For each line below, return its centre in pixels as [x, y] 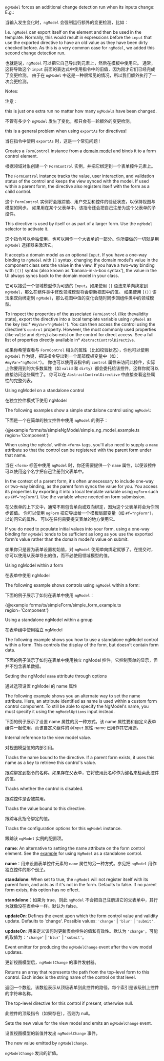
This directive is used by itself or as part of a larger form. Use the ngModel [79, 224]
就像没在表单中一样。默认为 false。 [45, 906]
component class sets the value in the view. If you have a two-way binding [80, 265]
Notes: [12, 91]
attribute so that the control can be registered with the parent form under [78, 450]
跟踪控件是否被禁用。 [26, 799]
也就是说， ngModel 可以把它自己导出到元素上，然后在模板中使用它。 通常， [80, 63]
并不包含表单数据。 [24, 666]
